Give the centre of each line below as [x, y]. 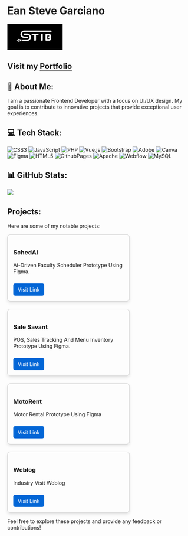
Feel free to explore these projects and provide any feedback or [85, 521]
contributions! [24, 527]
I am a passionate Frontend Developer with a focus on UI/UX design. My [95, 101]
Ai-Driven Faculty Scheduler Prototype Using [68, 265]
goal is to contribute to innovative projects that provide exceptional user [95, 107]
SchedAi [26, 252]
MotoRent [28, 401]
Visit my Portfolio [40, 66]
